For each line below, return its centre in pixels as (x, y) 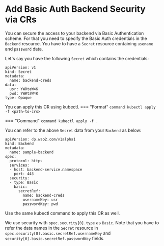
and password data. (24, 49)
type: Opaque (18, 98)
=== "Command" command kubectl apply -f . (52, 121)
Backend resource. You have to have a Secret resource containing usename (79, 43)
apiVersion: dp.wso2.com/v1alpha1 (41, 139)
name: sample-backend (32, 152)
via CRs (21, 19)
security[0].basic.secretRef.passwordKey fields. (55, 238)
